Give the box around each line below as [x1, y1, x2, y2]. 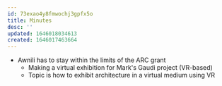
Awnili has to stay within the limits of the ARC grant [17, 56, 166, 64]
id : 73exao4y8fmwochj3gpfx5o [7, 10, 93, 18]
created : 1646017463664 [7, 37, 78, 44]
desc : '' [7, 23, 33, 30]
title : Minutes [7, 17, 52, 24]
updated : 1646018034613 [7, 30, 78, 37]
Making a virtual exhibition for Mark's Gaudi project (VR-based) [28, 63, 214, 72]
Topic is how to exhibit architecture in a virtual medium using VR [28, 71, 216, 80]
